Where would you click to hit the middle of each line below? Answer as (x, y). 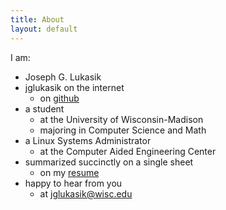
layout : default (44, 29)
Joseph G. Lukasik (63, 77)
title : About (37, 19)
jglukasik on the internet (74, 87)
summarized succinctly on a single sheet (109, 162)
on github (59, 98)
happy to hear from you (73, 183)
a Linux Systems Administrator (88, 140)
